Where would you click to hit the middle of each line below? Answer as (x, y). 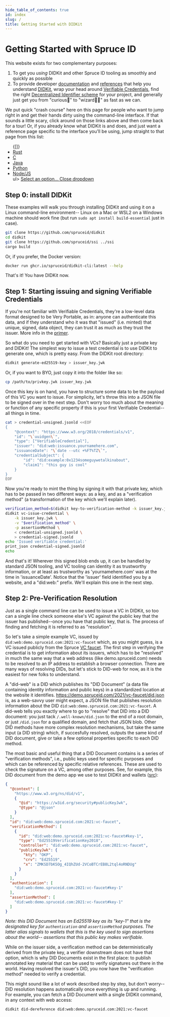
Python (20, 168)
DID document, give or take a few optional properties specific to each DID (82, 738)
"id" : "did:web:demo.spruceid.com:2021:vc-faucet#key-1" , (81, 836)
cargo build (18, 247)
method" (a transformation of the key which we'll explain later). (71, 500)
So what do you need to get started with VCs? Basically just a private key (81, 343)
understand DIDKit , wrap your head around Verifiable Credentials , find (86, 89)
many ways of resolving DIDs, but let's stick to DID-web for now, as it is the (83, 669)
